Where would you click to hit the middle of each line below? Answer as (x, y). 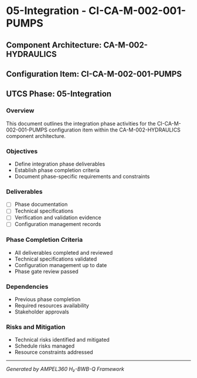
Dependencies (27, 286)
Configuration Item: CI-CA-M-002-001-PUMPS (94, 74)
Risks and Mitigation (36, 327)
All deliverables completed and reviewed (64, 252)
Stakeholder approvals (42, 312)
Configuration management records (58, 224)
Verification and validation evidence (58, 218)
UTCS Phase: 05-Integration (59, 94)
